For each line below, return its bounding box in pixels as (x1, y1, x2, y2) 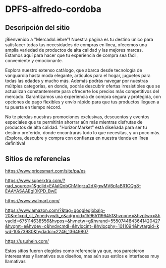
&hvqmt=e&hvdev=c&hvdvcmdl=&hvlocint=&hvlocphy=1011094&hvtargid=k (5, 223, 160, 229)
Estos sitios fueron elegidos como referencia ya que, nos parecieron (5, 248, 145, 254)
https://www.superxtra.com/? (5, 178, 65, 183)
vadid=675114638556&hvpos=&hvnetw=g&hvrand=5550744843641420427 (5, 218, 161, 224)
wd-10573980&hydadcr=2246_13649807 (5, 228, 89, 234)
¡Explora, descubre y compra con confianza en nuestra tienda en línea (5, 135, 149, 141)
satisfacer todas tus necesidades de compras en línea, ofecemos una (5, 42, 147, 48)
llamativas (5, 258, 26, 264)
